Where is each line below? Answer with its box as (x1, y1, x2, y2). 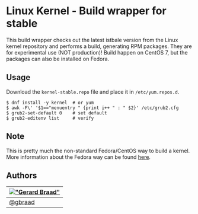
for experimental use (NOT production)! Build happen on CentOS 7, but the (6, 49, 188, 56)
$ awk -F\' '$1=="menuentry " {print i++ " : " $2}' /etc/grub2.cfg (6, 105, 179, 111)
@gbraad (9, 198, 35, 206)
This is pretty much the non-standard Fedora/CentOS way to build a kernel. (6, 147, 190, 154)
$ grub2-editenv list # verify (6, 115, 94, 121)
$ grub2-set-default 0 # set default (6, 110, 108, 116)
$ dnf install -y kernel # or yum (6, 100, 94, 106)
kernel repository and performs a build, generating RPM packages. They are (6, 43, 192, 50)
